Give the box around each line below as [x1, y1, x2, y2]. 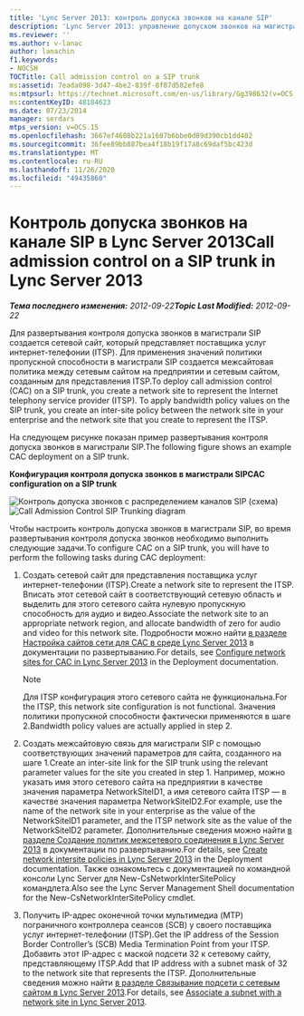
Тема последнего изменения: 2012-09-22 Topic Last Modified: [9, 300, 254, 311]
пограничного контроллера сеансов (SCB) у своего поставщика [22, 920, 272, 931]
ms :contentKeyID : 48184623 [9, 97, 111, 107]
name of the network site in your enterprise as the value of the [22, 806, 256, 816]
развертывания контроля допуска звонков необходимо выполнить [9, 532, 269, 544]
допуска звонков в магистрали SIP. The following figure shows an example [9, 442, 292, 453]
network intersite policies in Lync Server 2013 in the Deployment [22, 854, 263, 865]
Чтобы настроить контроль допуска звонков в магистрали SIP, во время [9, 523, 291, 534]
